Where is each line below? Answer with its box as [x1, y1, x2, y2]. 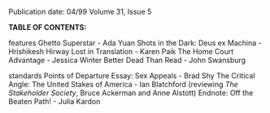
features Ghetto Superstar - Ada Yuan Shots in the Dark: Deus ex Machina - [8, 38, 262, 48]
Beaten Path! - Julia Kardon [8, 97, 101, 106]
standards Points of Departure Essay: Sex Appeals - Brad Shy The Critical [8, 71, 255, 80]
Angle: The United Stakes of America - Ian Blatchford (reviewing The [8, 80, 238, 89]
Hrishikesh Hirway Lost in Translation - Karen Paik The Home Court [8, 47, 234, 56]
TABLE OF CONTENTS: [8, 23, 87, 31]
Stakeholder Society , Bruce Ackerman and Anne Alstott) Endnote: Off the [8, 88, 254, 98]
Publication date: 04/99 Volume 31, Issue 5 [8, 7, 152, 16]
